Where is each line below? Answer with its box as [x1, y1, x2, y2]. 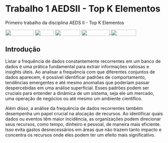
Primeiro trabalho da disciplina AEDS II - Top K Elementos [5, 20, 124, 26]
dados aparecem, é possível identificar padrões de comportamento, [5, 74, 146, 80]
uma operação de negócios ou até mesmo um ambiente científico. [5, 95, 142, 101]
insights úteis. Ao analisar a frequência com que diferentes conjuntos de [5, 69, 155, 75]
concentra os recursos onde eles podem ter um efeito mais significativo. [5, 131, 155, 138]
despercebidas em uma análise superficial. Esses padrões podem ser [5, 85, 149, 91]
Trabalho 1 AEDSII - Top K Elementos [5, 3, 161, 15]
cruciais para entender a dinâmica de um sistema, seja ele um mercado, [5, 90, 154, 96]
